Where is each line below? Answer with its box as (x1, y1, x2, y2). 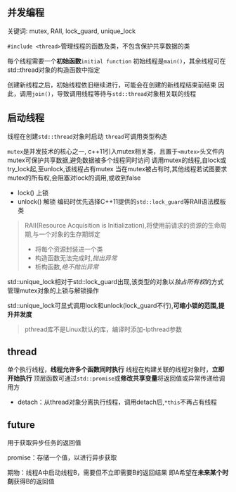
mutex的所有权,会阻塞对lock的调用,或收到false (7, 173, 141, 182)
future (7, 419, 35, 431)
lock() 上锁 (17, 188, 49, 197)
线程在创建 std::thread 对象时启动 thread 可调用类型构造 (7, 132, 167, 140)
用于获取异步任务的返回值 (7, 438, 81, 447)
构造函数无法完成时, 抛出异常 (34, 253, 117, 262)
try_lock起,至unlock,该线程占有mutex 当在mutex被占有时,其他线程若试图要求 (7, 164, 228, 173)
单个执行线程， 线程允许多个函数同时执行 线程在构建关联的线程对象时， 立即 (7, 365, 225, 374)
